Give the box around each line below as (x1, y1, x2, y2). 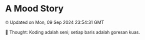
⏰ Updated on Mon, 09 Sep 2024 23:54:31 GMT (5, 19, 104, 25)
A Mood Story (5, 3, 64, 14)
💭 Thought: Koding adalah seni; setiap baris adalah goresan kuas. (5, 29, 140, 35)
